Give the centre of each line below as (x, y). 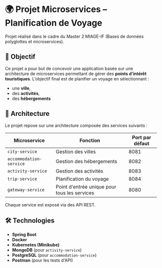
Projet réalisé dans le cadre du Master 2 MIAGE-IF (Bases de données (74, 36)
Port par (142, 137)
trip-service (22, 179)
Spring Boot (24, 235)
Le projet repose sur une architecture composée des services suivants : (76, 125)
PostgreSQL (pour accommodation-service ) (54, 255)
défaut (142, 143)
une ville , (21, 88)
